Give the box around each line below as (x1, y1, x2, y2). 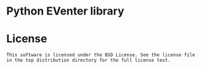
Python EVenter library (6, 4, 125, 18)
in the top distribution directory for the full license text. (6, 57, 171, 64)
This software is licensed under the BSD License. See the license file (6, 52, 196, 58)
